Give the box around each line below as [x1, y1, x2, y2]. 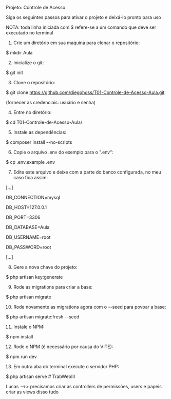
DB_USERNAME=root [6, 234, 51, 240]
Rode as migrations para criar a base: [13, 284, 93, 290]
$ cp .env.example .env [6, 159, 55, 165]
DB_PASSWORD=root [6, 244, 51, 250]
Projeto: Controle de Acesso [6, 5, 66, 10]
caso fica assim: [13, 175, 48, 180]
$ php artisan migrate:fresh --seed [6, 314, 80, 320]
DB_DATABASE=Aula [6, 224, 50, 230]
